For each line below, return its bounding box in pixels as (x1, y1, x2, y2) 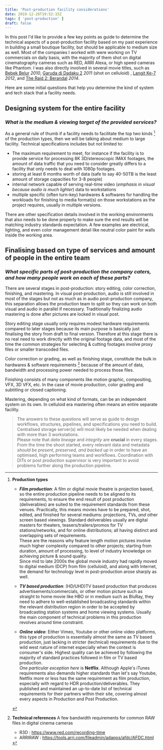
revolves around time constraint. (19, 619, 84, 625)
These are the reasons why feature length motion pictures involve (19, 537, 151, 543)
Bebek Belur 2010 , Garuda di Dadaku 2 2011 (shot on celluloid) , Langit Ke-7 (5, 70, 156, 76)
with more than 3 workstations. (16, 431, 79, 437)
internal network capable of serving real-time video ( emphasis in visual (12, 181, 155, 187)
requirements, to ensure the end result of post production (19, 496, 134, 502)
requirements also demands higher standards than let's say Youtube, (19, 670, 157, 676)
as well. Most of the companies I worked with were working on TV (5, 50, 137, 55)
